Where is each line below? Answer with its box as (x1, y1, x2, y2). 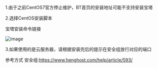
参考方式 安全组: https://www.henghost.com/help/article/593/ (5, 57, 133, 63)
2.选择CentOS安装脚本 (5, 15, 52, 21)
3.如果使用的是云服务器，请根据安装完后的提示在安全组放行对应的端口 (5, 46, 152, 52)
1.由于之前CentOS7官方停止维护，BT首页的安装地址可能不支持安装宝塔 (5, 5, 153, 10)
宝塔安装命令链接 (5, 26, 41, 32)
